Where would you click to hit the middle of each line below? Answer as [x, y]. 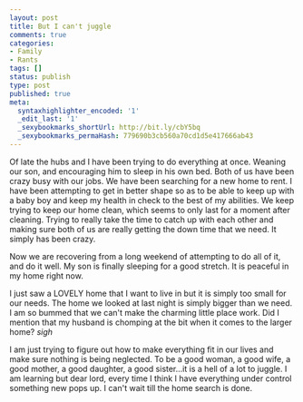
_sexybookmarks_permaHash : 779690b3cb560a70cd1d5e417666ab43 [136, 136]
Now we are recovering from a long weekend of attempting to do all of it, [145, 256]
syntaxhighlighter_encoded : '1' [79, 111]
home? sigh [31, 331]
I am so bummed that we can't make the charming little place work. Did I [144, 312]
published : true [40, 93]
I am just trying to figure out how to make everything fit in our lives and [142, 349]
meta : [20, 102]
